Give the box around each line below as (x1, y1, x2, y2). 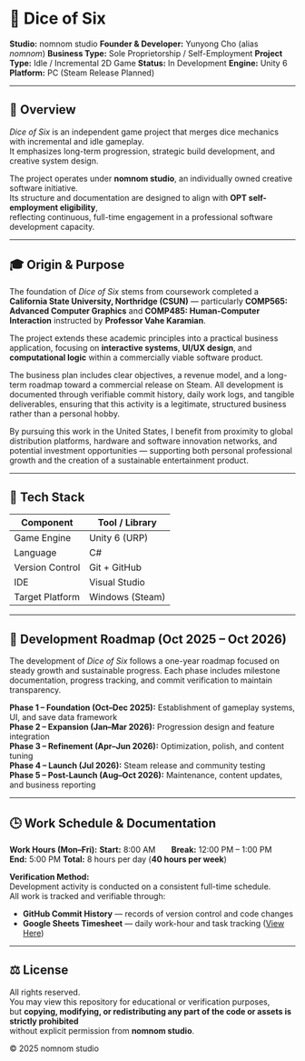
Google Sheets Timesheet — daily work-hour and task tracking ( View (22, 918, 285, 928)
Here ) (22, 927, 44, 938)
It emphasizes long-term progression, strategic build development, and (9, 145, 275, 156)
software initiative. (9, 182, 79, 194)
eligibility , (59, 202, 98, 213)
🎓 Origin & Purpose (9, 257, 125, 273)
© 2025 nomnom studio (9, 1043, 100, 1054)
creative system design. (9, 155, 99, 166)
